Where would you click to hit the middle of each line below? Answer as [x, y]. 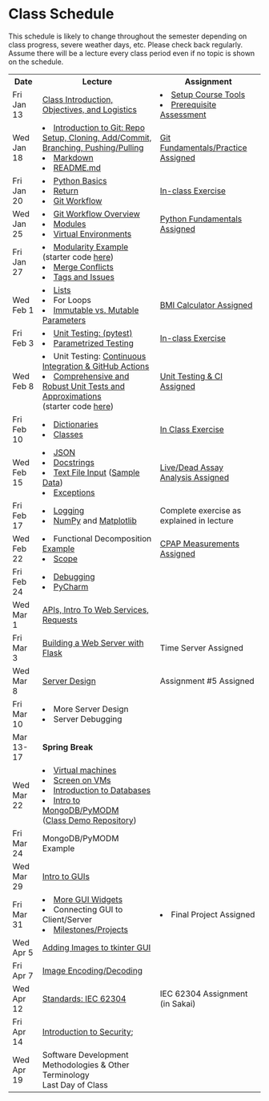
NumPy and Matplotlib [95, 520]
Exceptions [74, 492]
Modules [70, 224]
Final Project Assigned [213, 914]
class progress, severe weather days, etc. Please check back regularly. [126, 44]
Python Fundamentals [201, 219]
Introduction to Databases [102, 790]
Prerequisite [194, 104]
